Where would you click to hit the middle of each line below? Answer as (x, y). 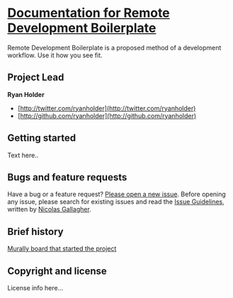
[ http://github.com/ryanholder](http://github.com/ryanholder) (107, 115)
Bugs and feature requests (67, 177)
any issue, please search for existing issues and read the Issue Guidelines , (116, 202)
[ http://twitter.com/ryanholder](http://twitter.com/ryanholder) (107, 108)
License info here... (35, 288)
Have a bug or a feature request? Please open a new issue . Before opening (117, 194)
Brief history (35, 231)
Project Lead (36, 78)
